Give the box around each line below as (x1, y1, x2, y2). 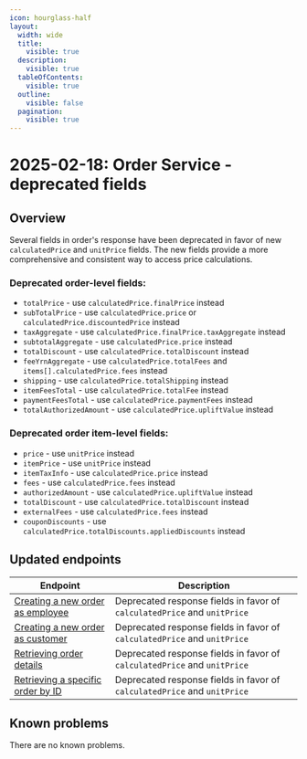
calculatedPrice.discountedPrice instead (22, 317, 180, 328)
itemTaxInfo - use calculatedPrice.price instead (22, 467, 208, 478)
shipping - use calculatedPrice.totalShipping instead (22, 375, 228, 386)
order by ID (14, 684, 62, 697)
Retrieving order (14, 647, 84, 659)
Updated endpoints (9, 552, 122, 567)
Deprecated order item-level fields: (9, 427, 169, 439)
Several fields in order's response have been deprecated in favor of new (9, 235, 281, 246)
